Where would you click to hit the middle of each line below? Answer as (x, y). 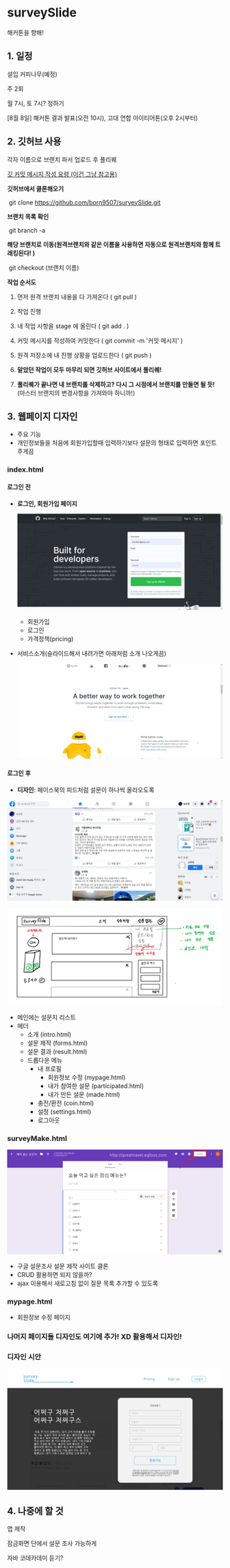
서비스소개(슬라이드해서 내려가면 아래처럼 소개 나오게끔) (91, 653)
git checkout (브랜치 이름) (44, 267)
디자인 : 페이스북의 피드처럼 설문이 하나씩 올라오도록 (86, 789)
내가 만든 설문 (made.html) (84, 1094)
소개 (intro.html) (49, 1034)
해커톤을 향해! (26, 32)
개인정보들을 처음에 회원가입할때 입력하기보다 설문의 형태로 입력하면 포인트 (117, 443)
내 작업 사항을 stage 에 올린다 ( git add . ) (73, 326)
